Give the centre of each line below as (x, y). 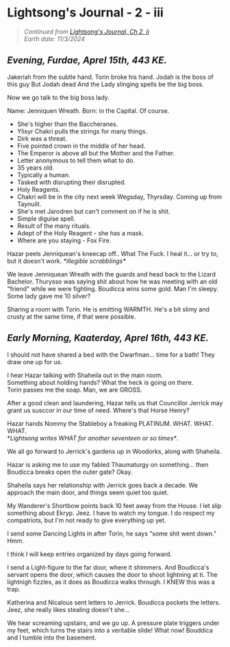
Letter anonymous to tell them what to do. (76, 160)
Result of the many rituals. (54, 226)
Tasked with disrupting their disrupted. (72, 182)
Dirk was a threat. (42, 138)
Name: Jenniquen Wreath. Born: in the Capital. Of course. (88, 110)
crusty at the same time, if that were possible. (72, 316)
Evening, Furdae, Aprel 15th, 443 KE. (87, 61)
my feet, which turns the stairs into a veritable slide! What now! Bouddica (110, 630)
